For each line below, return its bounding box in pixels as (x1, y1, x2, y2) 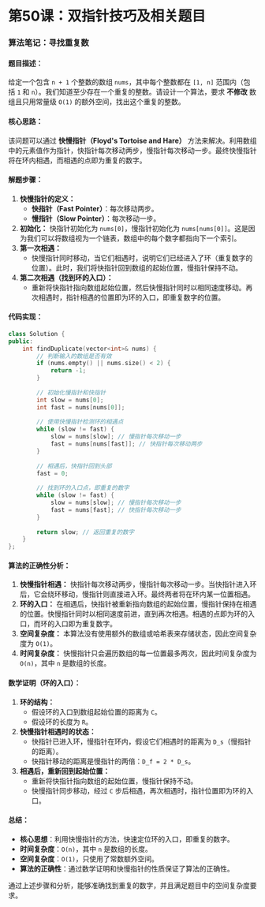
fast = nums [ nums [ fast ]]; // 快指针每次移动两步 (50, 440, 203, 448)
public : (8, 337, 34, 345)
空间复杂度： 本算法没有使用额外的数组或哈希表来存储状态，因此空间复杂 (19, 629, 257, 639)
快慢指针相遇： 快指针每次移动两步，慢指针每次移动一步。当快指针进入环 (19, 580, 257, 589)
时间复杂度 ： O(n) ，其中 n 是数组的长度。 (19, 844, 152, 853)
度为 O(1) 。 (19, 639, 58, 648)
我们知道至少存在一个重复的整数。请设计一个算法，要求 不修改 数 (45, 88, 257, 97)
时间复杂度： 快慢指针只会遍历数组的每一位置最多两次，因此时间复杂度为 (19, 648, 257, 659)
